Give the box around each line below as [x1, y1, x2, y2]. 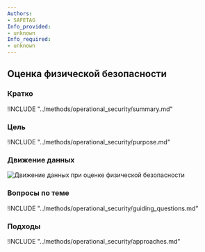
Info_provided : [7, 23, 51, 30]
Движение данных [7, 155, 75, 165]
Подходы [7, 221, 41, 231]
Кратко [7, 89, 33, 99]
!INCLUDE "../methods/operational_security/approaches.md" [7, 237, 181, 245]
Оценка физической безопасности [7, 68, 167, 80]
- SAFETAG [7, 17, 36, 24]
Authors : [7, 10, 33, 17]
